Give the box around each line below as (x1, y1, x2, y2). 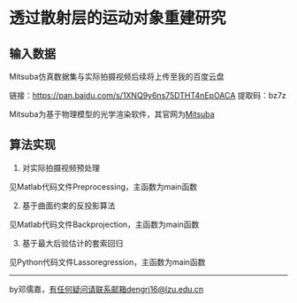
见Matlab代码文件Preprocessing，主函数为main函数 (9, 181, 198, 191)
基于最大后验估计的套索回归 (21, 237, 124, 248)
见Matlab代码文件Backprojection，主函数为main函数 (9, 219, 200, 229)
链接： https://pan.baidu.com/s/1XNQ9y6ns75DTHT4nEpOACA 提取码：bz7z (9, 90, 287, 100)
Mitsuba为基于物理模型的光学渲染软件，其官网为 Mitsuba (9, 109, 215, 120)
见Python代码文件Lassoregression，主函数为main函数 (9, 256, 206, 267)
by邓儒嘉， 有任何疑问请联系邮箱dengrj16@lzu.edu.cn (9, 284, 204, 294)
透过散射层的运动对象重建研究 (9, 8, 227, 28)
